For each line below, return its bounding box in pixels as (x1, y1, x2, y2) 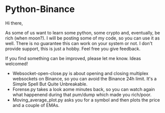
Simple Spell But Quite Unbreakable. (12, 81, 88, 87)
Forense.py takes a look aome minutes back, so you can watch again (12, 86, 155, 92)
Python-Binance (5, 3, 75, 15)
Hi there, (5, 20, 23, 26)
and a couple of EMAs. (12, 102, 60, 108)
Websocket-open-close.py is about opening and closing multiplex (12, 70, 149, 76)
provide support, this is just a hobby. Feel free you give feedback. (5, 45, 141, 51)
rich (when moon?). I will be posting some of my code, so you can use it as (5, 35, 160, 41)
